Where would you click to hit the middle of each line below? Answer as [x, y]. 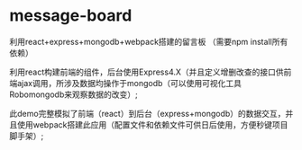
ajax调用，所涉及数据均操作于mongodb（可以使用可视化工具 [129, 83]
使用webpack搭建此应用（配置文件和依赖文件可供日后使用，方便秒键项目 [152, 124]
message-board [71, 16]
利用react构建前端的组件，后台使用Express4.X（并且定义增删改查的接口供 [146, 72]
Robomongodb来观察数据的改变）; [73, 94]
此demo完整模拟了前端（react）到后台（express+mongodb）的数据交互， [147, 113]
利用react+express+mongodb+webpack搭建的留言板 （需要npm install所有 [149, 41]
